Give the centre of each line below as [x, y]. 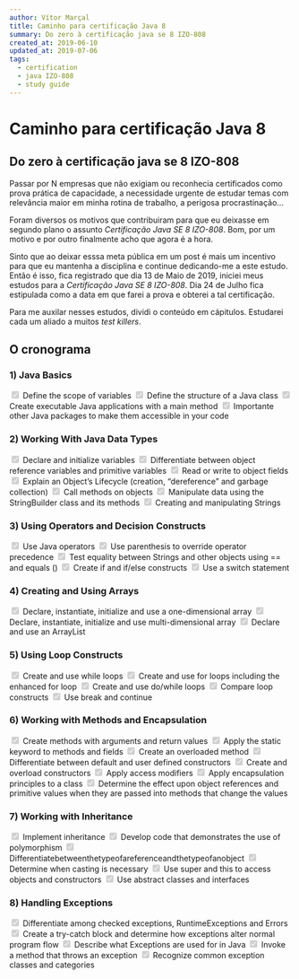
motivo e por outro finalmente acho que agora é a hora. [111, 239]
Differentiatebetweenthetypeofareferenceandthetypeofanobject [127, 859]
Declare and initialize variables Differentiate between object [139, 459]
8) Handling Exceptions [61, 903]
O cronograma [50, 350]
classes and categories [52, 965]
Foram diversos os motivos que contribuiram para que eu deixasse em [139, 220]
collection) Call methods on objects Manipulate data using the [137, 492]
